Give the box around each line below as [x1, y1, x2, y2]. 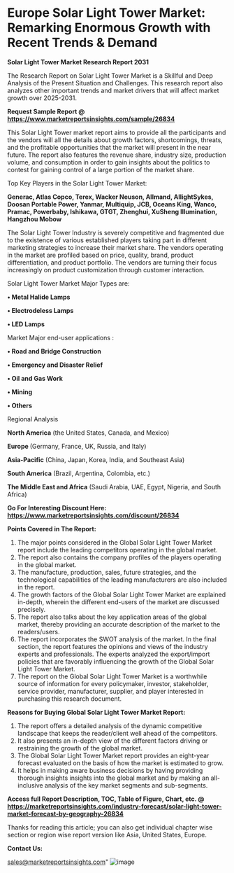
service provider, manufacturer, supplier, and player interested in [17, 687, 204, 695]
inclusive [17, 781, 43, 789]
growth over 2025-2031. [7, 93, 78, 102]
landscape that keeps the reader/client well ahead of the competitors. [17, 729, 218, 737]
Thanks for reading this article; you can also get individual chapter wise [7, 823, 213, 831]
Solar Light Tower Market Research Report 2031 [7, 57, 149, 66]
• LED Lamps [7, 320, 45, 328]
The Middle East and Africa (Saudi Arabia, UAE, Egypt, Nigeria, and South [7, 482, 221, 491]
